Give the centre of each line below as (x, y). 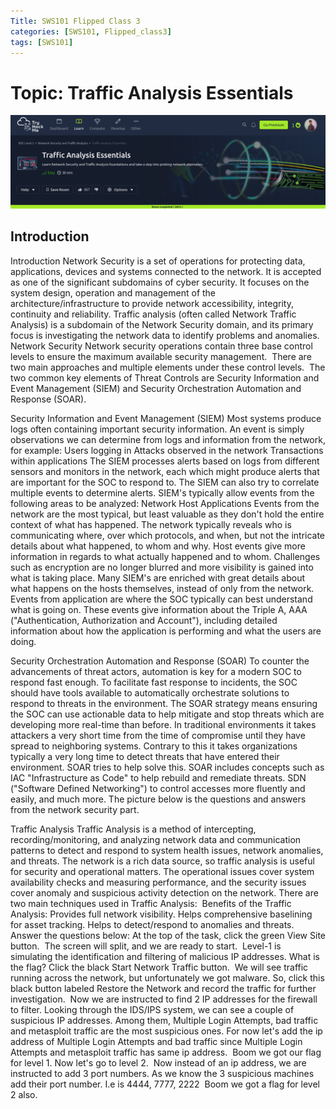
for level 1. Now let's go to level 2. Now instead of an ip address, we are (158, 1062)
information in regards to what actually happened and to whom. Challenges (165, 556)
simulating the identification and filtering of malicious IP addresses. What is (165, 956)
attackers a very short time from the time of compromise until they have (158, 735)
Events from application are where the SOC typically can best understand (161, 599)
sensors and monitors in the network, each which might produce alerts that (165, 471)
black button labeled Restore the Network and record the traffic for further (163, 988)
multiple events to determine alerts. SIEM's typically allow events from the (162, 492)
